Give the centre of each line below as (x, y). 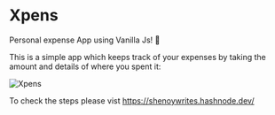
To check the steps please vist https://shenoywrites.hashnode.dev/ (132, 100)
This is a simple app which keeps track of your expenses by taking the (137, 57)
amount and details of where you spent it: (85, 66)
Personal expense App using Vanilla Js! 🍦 (85, 40)
